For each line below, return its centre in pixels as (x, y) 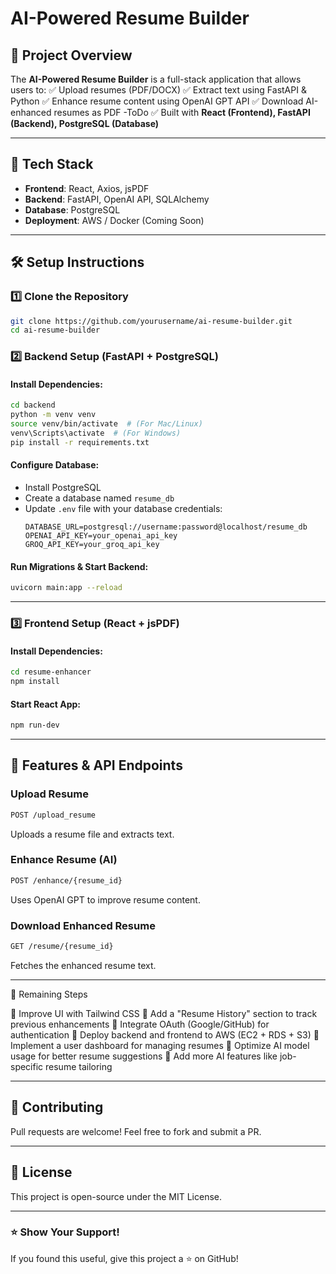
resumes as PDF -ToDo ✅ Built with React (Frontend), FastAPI (182, 112)
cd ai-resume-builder (55, 330)
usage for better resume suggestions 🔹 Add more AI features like (144, 1056)
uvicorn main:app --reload (66, 588)
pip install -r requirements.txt (80, 442)
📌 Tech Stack (52, 164)
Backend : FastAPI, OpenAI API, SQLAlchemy (117, 199)
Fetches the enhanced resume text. (83, 965)
